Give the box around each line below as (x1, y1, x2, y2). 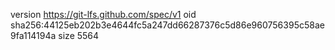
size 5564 (58, 30, 100, 41)
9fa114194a (10, 30, 57, 41)
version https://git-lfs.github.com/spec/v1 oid (10, 9, 197, 20)
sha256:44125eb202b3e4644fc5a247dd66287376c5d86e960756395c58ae (10, 19, 325, 31)
